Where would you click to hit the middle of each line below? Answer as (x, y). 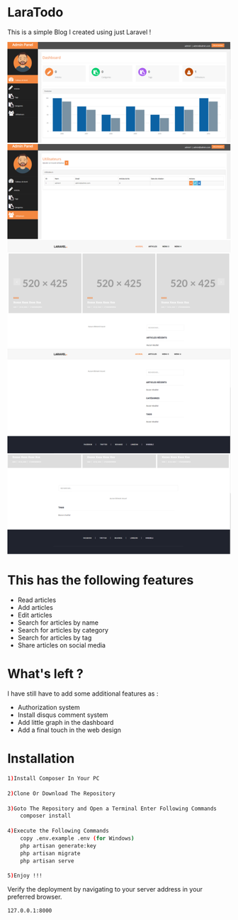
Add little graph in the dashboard (66, 723)
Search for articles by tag (55, 638)
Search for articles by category (63, 630)
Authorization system (49, 708)
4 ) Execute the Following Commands (58, 831)
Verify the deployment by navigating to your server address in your (105, 889)
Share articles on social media (62, 645)
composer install (46, 816)
